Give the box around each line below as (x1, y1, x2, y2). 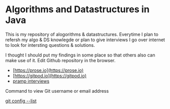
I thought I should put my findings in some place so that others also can (5, 52, 155, 58)
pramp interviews (12, 78, 50, 84)
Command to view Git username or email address (5, 88, 109, 94)
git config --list (5, 98, 37, 104)
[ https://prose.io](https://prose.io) (12, 67, 84, 73)
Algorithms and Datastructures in (5, 4, 150, 15)
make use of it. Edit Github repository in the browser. (5, 57, 116, 63)
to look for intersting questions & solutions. (5, 42, 95, 48)
